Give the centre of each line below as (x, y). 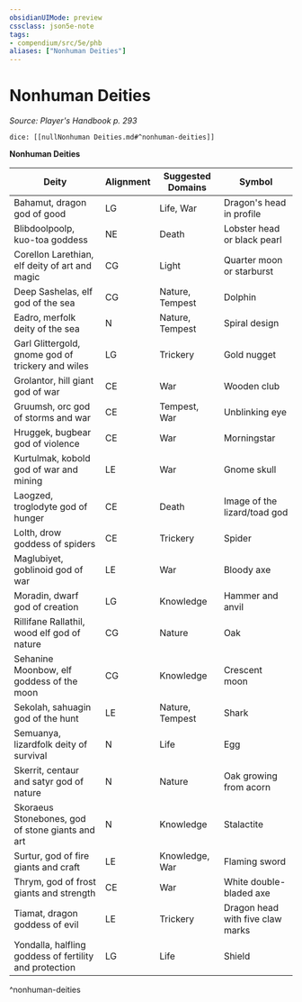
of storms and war (53, 418)
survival (31, 756)
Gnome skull (250, 469)
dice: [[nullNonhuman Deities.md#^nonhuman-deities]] (112, 137)
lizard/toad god (256, 513)
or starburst (249, 271)
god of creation (46, 607)
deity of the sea (47, 329)
